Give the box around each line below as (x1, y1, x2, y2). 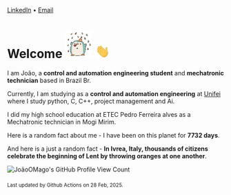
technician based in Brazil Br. (7, 76, 92, 84)
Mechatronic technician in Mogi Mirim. (7, 118, 117, 126)
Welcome (7, 46, 63, 62)
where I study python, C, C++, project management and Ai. (7, 97, 175, 105)
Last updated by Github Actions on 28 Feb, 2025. (7, 181, 124, 189)
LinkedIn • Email (7, 6, 54, 14)
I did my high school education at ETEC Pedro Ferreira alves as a (7, 110, 191, 118)
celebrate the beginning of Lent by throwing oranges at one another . (7, 151, 207, 160)
